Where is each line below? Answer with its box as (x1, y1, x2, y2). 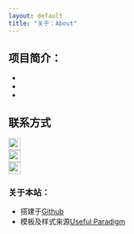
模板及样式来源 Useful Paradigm (19, 217, 126, 227)
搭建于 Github (19, 207, 65, 216)
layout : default (8, 11, 63, 20)
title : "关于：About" (8, 19, 77, 27)
